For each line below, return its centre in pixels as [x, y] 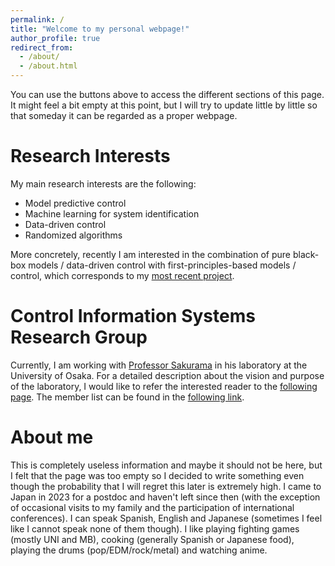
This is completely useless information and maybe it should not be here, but [166, 465]
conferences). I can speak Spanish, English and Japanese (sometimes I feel [166, 518]
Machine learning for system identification [112, 213]
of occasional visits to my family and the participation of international [152, 507]
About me [52, 437]
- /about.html [48, 66]
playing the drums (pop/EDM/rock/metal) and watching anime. [139, 550]
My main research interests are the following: [103, 183]
